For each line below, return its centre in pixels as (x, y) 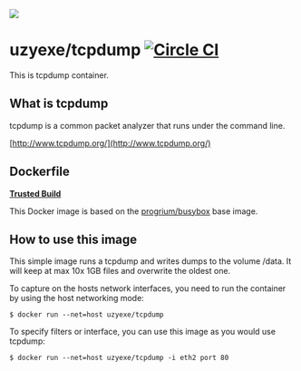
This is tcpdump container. (59, 75)
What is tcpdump (59, 104)
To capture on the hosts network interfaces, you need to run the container (148, 288)
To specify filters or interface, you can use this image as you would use (143, 332)
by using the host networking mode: (77, 298)
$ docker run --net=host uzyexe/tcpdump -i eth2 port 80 (119, 358)
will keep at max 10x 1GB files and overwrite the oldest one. (120, 271)
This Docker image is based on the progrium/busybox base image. (134, 211)
